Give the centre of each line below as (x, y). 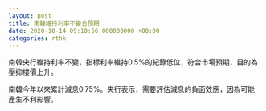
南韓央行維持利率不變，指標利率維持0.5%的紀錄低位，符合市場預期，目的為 (133, 62)
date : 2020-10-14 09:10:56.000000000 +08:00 (84, 31)
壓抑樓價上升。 (33, 72)
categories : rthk (37, 38)
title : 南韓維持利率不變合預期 (54, 23)
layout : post (30, 16)
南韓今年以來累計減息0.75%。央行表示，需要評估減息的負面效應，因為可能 (132, 89)
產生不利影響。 (33, 99)
